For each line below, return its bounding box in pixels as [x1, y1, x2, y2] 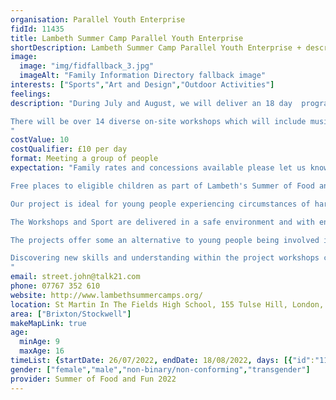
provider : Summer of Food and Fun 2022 [10, 374, 177, 384]
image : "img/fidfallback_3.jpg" [19, 61, 155, 71]
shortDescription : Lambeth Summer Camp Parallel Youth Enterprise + [10, 42, 302, 53]
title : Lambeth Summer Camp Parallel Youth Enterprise [10, 33, 244, 43]
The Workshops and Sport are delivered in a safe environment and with [10, 217, 315, 227]
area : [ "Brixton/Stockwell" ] [10, 309, 132, 319]
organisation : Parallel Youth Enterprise [10, 14, 186, 25]
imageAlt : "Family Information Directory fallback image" [19, 71, 267, 81]
